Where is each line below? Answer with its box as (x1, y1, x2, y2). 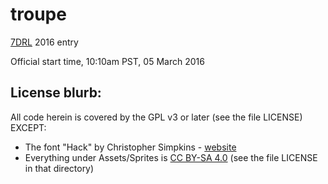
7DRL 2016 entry (10, 36, 79, 48)
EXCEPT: (10, 121, 47, 133)
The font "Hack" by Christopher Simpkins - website (24, 141, 237, 153)
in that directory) (24, 162, 95, 174)
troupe (10, 3, 67, 26)
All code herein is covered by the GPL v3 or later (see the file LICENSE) (10, 111, 303, 123)
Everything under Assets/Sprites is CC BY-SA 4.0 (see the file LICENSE (24, 151, 318, 163)
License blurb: (10, 84, 102, 102)
